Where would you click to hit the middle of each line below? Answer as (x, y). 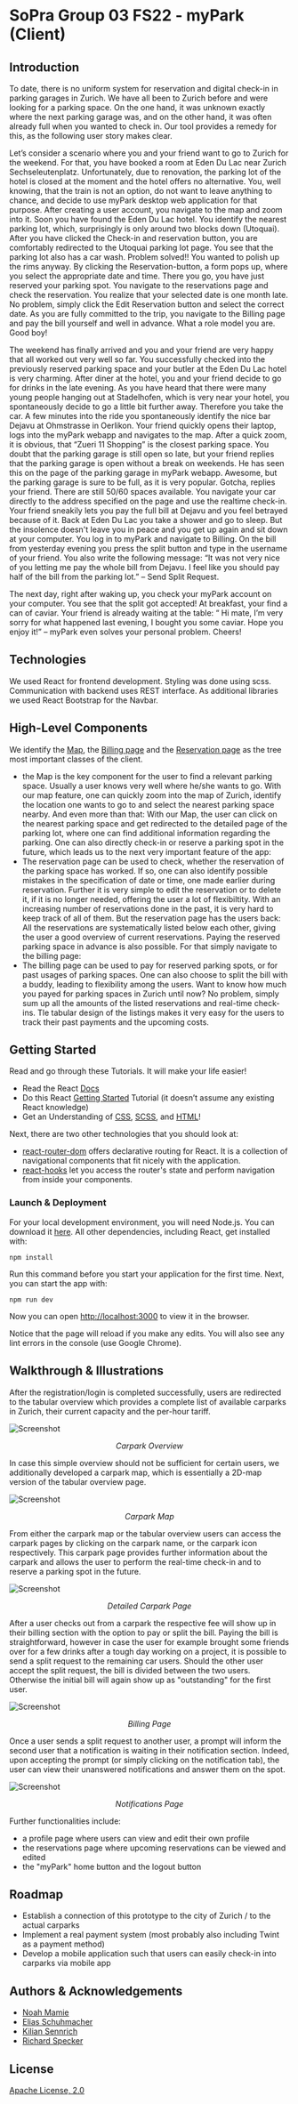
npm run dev (31, 1300)
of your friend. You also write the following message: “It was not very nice (145, 558)
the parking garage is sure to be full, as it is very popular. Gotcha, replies (142, 482)
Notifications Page (149, 1803)
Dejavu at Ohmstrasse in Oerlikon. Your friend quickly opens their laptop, (143, 425)
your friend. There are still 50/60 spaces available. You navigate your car (143, 492)
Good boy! (28, 333)
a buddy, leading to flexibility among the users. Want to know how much (154, 984)
